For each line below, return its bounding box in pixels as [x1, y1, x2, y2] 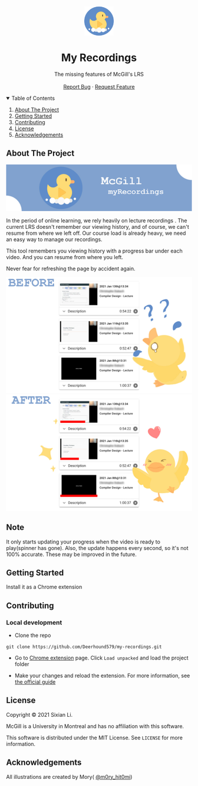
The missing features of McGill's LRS [54, 70, 144, 77]
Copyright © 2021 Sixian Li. [6, 711, 73, 718]
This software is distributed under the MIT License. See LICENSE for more [6, 734, 183, 741]
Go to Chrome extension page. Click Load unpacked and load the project [14, 654, 189, 662]
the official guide [14, 678, 56, 685]
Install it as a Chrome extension [6, 583, 82, 591]
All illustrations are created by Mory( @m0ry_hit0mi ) [6, 773, 133, 780]
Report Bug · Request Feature [63, 83, 135, 90]
